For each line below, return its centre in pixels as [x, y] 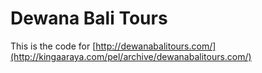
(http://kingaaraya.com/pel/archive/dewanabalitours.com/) [131, 56]
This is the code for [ [53, 46]
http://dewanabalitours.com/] [156, 46]
